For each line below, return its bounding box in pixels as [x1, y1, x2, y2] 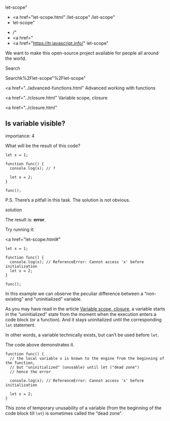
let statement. [5, 322, 36, 328]
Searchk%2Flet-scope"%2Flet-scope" [5, 75, 86, 81]
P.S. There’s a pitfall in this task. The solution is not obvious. [5, 197, 130, 203]
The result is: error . [5, 216, 46, 222]
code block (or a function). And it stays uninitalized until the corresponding [5, 316, 162, 322]
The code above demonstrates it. [5, 341, 75, 347]
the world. [5, 55, 27, 61]
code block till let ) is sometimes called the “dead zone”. [5, 410, 123, 416]
